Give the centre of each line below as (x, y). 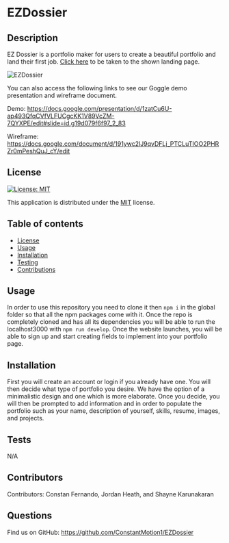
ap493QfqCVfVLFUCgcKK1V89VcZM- (61, 116)
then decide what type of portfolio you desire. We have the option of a (106, 389)
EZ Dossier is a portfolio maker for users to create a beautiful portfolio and (112, 54)
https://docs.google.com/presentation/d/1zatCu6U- (99, 109)
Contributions (36, 269)
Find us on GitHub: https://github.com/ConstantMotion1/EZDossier (100, 532)
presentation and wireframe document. (62, 95)
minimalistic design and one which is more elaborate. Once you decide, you (113, 396)
